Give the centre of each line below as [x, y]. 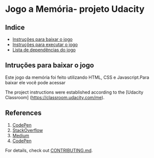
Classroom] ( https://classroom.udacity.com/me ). [55, 97]
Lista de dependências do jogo [44, 50]
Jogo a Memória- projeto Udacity [75, 9]
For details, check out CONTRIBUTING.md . [49, 150]
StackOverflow [28, 130]
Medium [21, 135]
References [23, 113]
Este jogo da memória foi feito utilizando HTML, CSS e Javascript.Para [77, 77]
